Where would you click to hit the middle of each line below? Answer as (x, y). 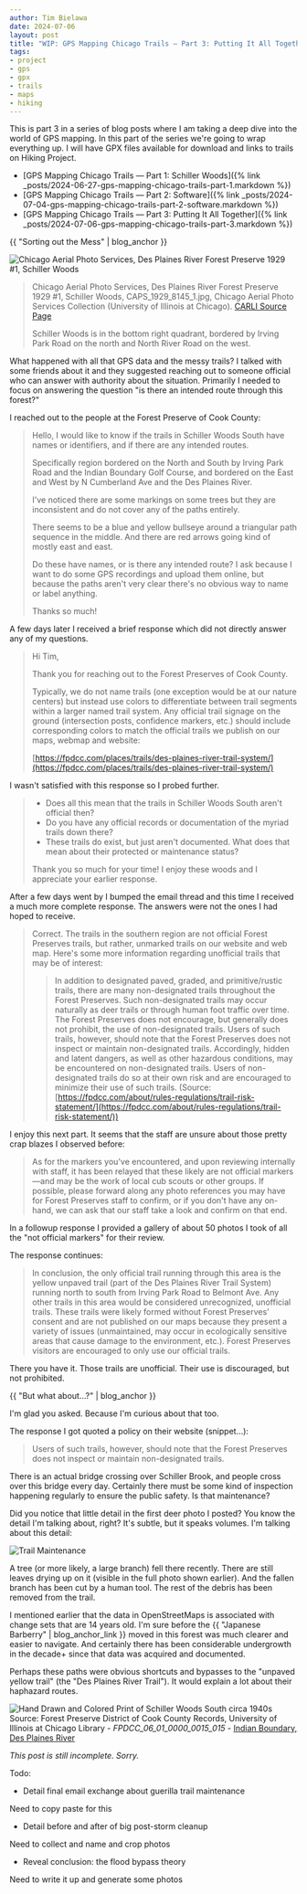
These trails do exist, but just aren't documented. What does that (168, 842)
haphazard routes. (44, 1691)
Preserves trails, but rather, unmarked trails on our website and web (159, 944)
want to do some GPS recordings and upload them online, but (148, 574)
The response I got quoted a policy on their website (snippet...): (129, 1432)
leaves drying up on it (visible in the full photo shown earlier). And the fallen (152, 1578)
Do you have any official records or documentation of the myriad (167, 822)
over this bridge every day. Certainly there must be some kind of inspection (152, 1487)
